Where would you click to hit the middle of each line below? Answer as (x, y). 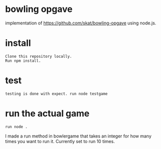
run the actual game (47, 114)
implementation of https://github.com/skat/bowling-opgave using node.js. (81, 23)
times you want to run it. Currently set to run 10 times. (60, 141)
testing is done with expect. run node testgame (56, 94)
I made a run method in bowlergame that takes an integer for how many (78, 136)
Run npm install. (23, 61)
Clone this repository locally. (39, 56)
